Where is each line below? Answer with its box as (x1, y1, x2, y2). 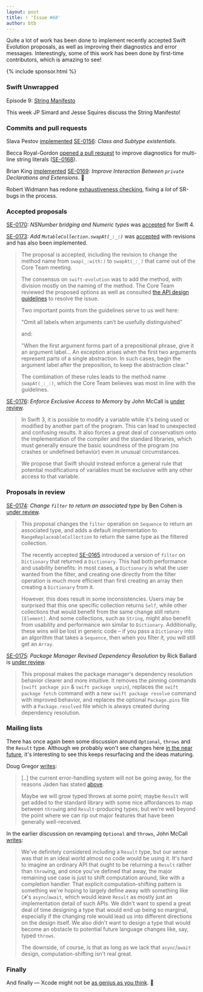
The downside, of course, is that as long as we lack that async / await (21, 943, 191, 951)
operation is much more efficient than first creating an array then (21, 577, 183, 584)
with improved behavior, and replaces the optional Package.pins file (21, 696, 190, 703)
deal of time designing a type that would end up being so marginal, (21, 906, 188, 913)
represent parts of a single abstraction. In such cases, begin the (21, 355, 181, 362)
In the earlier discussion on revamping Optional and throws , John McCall (6, 829, 188, 837)
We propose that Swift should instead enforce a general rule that (21, 460, 183, 467)
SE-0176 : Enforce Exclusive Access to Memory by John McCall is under (6, 398, 185, 405)
